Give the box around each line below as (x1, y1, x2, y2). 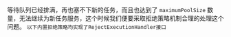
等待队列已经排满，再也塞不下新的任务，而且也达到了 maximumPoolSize (7, 6, 206, 13)
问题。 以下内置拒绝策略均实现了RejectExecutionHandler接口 (7, 23, 166, 30)
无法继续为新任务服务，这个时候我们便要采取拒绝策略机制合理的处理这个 (19, 14, 224, 22)
